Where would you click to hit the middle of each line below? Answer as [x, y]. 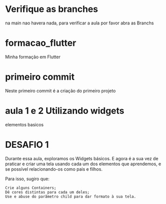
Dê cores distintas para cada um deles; [48, 192]
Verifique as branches [52, 9]
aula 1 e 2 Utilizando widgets [65, 111]
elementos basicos [24, 124]
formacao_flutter [41, 43]
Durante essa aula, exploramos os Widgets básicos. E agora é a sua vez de [82, 158]
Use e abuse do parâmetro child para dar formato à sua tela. [71, 197]
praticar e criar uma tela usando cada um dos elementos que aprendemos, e [83, 164]
